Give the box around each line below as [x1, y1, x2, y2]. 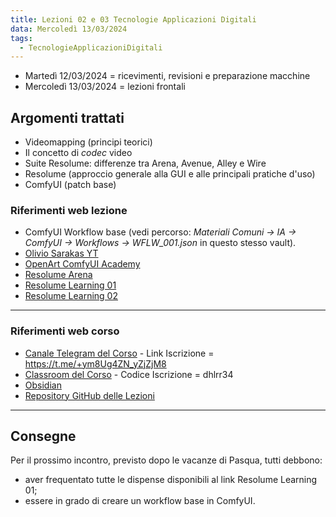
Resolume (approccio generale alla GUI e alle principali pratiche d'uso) [24, 168, 316, 180]
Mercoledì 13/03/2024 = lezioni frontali [24, 81, 186, 93]
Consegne [10, 428, 77, 445]
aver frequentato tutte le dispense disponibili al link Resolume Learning [24, 474, 318, 486]
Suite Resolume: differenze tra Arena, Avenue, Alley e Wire [24, 157, 267, 170]
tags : [10, 33, 33, 43]
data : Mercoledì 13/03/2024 [10, 24, 128, 34]
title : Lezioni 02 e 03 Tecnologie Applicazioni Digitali [10, 14, 257, 25]
